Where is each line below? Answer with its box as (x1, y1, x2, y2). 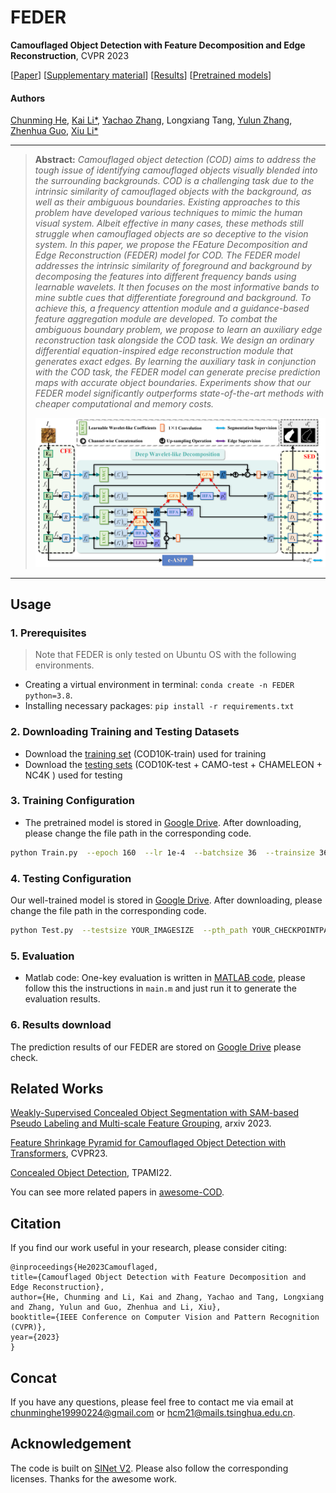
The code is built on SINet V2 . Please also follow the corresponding (10, 1462, 289, 1474)
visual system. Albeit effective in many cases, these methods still (34, 217, 304, 230)
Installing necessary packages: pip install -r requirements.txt (24, 700, 295, 712)
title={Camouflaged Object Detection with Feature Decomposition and (10, 1272, 307, 1283)
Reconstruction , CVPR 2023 (10, 49, 130, 61)
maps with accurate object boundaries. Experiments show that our (34, 377, 312, 389)
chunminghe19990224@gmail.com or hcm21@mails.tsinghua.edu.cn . (10, 1406, 296, 1418)
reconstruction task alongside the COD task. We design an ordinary (34, 334, 315, 346)
